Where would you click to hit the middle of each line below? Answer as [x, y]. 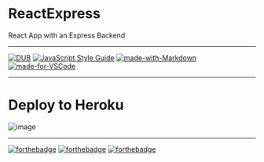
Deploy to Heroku [66, 105]
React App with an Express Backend [67, 35]
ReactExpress [54, 14]
